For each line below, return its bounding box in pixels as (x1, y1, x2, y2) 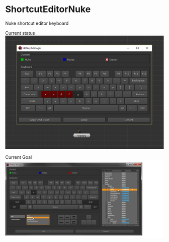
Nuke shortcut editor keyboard (5, 20, 69, 26)
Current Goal (5, 154, 32, 160)
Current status (5, 30, 35, 36)
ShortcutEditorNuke (5, 4, 91, 15)
